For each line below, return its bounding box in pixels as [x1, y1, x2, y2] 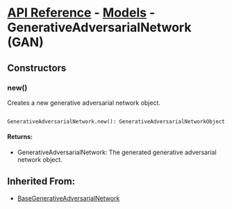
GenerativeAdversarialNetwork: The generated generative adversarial [17, 148, 217, 157]
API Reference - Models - [7, 5, 156, 21]
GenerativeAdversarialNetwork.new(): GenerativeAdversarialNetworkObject [7, 118, 226, 125]
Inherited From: [7, 176, 76, 187]
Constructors [7, 62, 67, 74]
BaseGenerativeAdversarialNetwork [17, 194, 120, 202]
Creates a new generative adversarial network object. [7, 99, 161, 107]
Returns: [7, 133, 33, 141]
